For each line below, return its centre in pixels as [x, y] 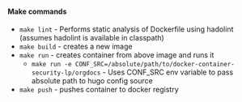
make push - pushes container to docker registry [99, 90]
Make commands [37, 11]
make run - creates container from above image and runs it [117, 55]
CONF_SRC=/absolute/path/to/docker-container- [155, 65]
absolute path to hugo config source [92, 81]
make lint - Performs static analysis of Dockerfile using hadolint [126, 29]
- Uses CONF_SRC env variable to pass [168, 72]
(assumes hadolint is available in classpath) [92, 38]
